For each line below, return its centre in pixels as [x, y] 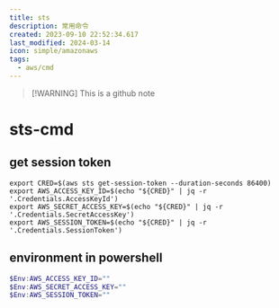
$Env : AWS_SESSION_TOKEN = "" [60, 295]
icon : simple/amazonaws [54, 51]
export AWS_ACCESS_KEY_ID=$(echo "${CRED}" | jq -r [108, 191]
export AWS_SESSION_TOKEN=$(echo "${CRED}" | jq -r [108, 222]
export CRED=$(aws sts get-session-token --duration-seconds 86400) [140, 183]
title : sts [30, 18]
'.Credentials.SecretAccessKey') [72, 215]
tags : [19, 59]
